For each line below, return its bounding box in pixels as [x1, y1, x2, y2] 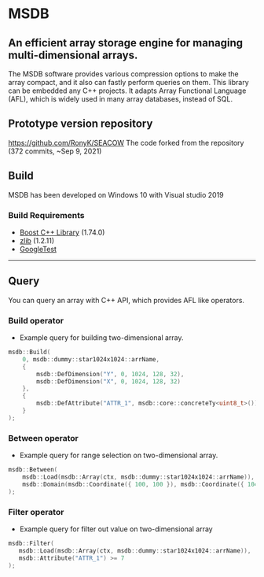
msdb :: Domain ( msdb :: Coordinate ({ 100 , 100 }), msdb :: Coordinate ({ [22, 480, 244, 488]
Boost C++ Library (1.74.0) [19, 227, 105, 237]
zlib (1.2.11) [19, 235, 55, 245]
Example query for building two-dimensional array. [19, 333, 184, 342]
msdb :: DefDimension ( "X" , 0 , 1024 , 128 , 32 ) [36, 377, 181, 386]
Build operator [8, 315, 64, 326]
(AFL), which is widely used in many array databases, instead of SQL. [8, 94, 233, 103]
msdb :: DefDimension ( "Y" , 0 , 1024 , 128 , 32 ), [36, 370, 185, 378]
